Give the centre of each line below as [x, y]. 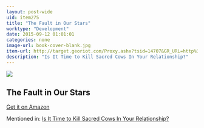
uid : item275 [23, 18]
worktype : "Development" [38, 29]
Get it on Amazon [28, 107]
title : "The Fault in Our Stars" [49, 23]
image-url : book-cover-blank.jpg [49, 46]
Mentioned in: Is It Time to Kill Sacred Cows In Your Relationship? [88, 119]
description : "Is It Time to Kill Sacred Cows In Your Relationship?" [97, 57]
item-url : [19, 51]
